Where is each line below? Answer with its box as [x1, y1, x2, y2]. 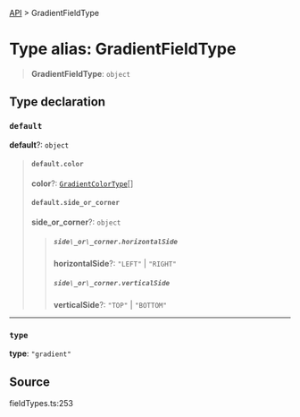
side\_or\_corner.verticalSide [53, 278, 171, 287]
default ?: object [9, 139, 70, 150]
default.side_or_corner [30, 199, 121, 208]
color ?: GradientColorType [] [30, 178, 134, 189]
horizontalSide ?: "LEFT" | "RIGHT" [53, 259, 177, 268]
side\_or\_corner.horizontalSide [53, 237, 179, 246]
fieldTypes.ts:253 [9, 398, 74, 409]
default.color [30, 160, 84, 169]
